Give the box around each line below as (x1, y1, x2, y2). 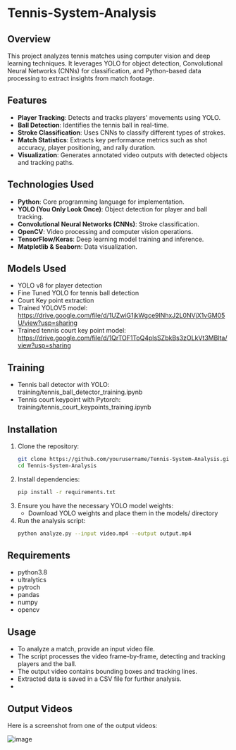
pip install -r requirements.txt (17, 488, 116, 496)
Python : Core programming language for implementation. (17, 197, 185, 206)
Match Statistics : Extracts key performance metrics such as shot (17, 135, 208, 144)
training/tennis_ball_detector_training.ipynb (17, 388, 143, 396)
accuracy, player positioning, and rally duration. (17, 143, 156, 152)
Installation (7, 423, 58, 435)
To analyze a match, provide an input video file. (17, 645, 155, 653)
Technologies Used (7, 178, 94, 191)
